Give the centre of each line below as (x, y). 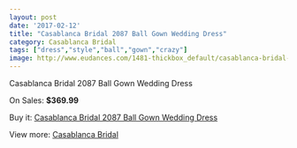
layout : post (33, 17)
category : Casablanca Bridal (63, 42)
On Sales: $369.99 (44, 100)
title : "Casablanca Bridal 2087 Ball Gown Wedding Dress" (118, 33)
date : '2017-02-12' (45, 26)
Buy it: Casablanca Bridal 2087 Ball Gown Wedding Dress (114, 117)
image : (21, 58)
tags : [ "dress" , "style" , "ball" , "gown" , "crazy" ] (99, 50)
